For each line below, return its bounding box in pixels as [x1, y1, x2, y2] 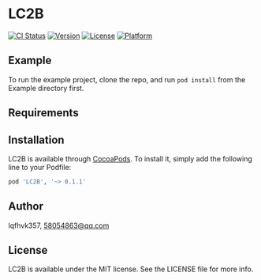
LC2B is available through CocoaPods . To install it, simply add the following [8, 153, 252, 163]
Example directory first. [8, 83, 84, 93]
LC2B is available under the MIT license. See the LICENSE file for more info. [8, 264, 254, 274]
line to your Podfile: [8, 162, 72, 172]
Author [8, 199, 43, 214]
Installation [8, 133, 65, 146]
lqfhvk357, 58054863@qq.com [8, 221, 110, 230]
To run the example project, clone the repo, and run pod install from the [8, 74, 246, 84]
